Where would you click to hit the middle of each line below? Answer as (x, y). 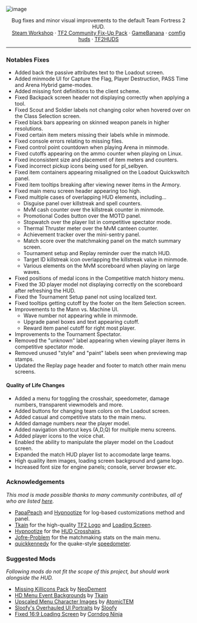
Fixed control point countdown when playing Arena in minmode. (92, 147)
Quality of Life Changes (35, 385)
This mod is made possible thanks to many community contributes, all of (94, 495)
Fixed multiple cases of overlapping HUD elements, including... (91, 197)
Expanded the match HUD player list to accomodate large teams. (93, 454)
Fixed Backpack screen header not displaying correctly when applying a (102, 97)
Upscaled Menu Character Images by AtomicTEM (74, 602)
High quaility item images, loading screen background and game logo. (99, 461)
